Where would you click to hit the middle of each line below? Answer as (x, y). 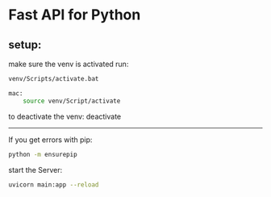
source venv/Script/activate (72, 101)
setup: (25, 45)
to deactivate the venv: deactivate (65, 116)
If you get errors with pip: (50, 140)
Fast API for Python (75, 15)
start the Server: (35, 170)
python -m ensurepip (43, 154)
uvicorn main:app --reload (54, 184)
